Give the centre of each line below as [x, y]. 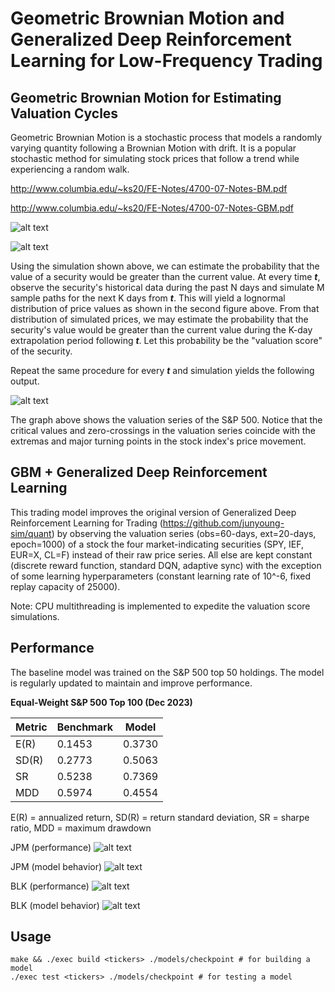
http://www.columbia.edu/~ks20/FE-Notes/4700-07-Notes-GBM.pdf [152, 208]
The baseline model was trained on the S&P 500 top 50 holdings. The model [167, 672]
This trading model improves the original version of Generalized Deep [153, 512]
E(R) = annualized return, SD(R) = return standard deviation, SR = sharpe [160, 817]
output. [25, 381]
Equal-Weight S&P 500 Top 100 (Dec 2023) [101, 702]
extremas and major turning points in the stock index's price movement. [158, 441]
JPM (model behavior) [56, 866]
